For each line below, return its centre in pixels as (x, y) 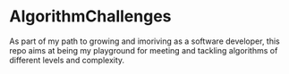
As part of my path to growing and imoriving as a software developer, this (144, 41)
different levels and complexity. (67, 60)
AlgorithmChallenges (90, 16)
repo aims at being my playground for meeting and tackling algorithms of (144, 50)
